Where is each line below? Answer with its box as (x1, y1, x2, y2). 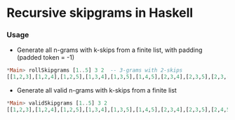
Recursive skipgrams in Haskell (6, 5, 194, 21)
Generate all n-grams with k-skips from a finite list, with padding (16, 46, 203, 54)
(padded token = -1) (16, 53, 75, 62)
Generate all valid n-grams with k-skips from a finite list (16, 86, 177, 95)
